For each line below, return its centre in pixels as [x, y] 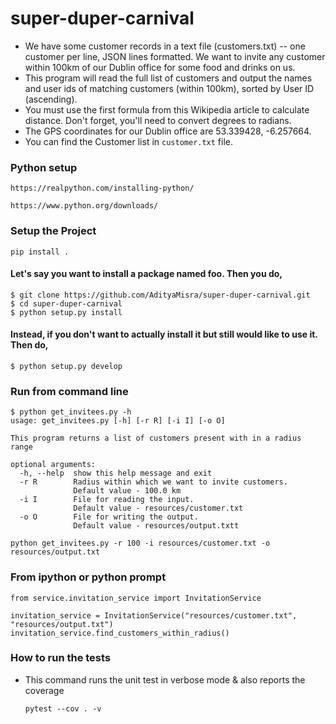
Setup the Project [53, 231]
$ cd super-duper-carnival [66, 303]
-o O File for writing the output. [109, 517]
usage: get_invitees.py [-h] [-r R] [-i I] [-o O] [118, 421]
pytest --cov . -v [63, 708]
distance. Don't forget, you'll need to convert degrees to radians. [158, 120]
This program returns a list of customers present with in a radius [156, 438]
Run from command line [69, 391]
